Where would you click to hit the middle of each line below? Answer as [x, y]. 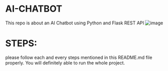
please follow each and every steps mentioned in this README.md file [79, 57]
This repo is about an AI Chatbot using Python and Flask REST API [75, 23]
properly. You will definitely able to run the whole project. [65, 63]
